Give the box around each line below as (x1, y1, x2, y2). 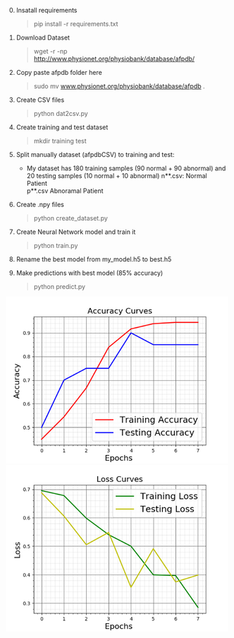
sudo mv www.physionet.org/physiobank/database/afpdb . (33, 82, 205, 90)
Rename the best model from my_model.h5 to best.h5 (16, 255, 172, 264)
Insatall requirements (16, 6, 78, 14)
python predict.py (33, 283, 85, 290)
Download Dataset (16, 33, 70, 42)
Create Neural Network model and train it (16, 228, 136, 236)
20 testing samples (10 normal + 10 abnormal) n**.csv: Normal (26, 172, 208, 179)
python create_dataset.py (33, 214, 108, 222)
